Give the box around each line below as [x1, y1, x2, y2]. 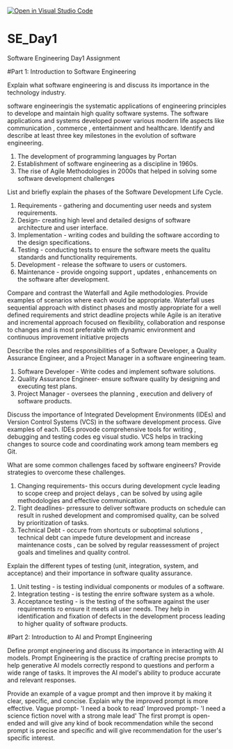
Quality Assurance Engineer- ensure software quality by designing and [17, 374, 220, 382]
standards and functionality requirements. [17, 252, 138, 261]
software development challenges [17, 174, 115, 182]
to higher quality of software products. [17, 619, 128, 627]
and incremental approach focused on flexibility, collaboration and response [7, 318, 225, 326]
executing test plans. [17, 382, 78, 390]
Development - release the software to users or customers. [17, 260, 187, 268]
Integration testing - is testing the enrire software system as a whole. [17, 590, 215, 598]
